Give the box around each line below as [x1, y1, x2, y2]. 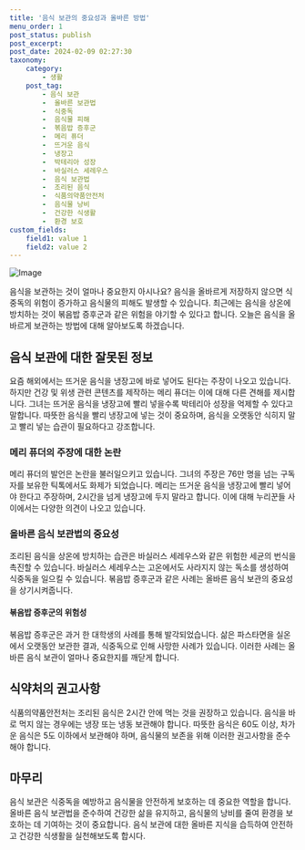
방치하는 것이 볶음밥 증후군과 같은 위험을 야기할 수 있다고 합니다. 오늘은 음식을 [9, 309, 287, 320]
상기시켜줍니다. [18, 585, 74, 596]
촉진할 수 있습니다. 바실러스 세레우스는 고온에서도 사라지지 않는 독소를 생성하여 [9, 562, 290, 573]
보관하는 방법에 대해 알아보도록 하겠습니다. [33, 320, 185, 331]
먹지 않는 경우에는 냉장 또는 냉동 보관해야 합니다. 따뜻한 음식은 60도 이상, [18, 718, 280, 730]
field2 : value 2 [25, 243, 88, 252]
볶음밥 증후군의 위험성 [9, 607, 87, 618]
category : [25, 65, 64, 74]
